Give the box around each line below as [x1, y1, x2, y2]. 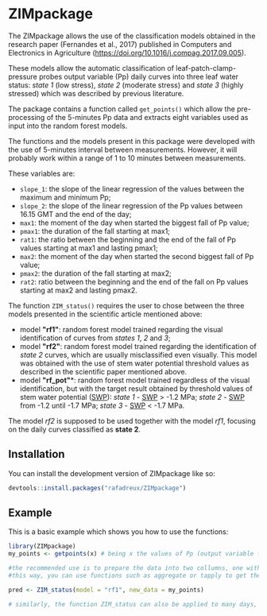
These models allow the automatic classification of [8, 63, 175, 72]
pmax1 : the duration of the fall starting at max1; [19, 226, 171, 235]
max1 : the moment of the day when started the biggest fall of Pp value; [19, 218, 250, 227]
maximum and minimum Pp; [19, 192, 111, 202]
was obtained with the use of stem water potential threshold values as [19, 358, 250, 368]
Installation [8, 447, 65, 461]
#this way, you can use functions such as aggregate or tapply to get [8, 571, 247, 580]
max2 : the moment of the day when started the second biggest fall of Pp [19, 251, 254, 261]
